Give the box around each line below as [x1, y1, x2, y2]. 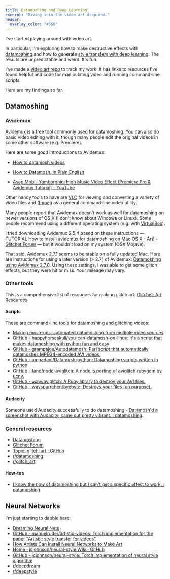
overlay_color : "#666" [10, 21, 58, 27]
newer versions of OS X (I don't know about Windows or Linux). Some [5, 215, 151, 221]
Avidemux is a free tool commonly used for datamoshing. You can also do [5, 128, 159, 135]
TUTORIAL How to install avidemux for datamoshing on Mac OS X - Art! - [5, 235, 158, 242]
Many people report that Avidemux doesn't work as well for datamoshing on [5, 209, 164, 216]
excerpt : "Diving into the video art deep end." [5, 12, 110, 17]
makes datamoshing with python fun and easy [12, 340, 110, 347]
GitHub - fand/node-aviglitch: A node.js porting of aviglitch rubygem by [12, 367, 162, 374]
